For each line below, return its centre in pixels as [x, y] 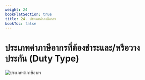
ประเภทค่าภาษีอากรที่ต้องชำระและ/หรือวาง [72, 48]
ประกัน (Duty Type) [42, 59]
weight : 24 [16, 10]
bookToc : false [21, 23]
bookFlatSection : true [28, 14]
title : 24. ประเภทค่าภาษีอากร [30, 19]
